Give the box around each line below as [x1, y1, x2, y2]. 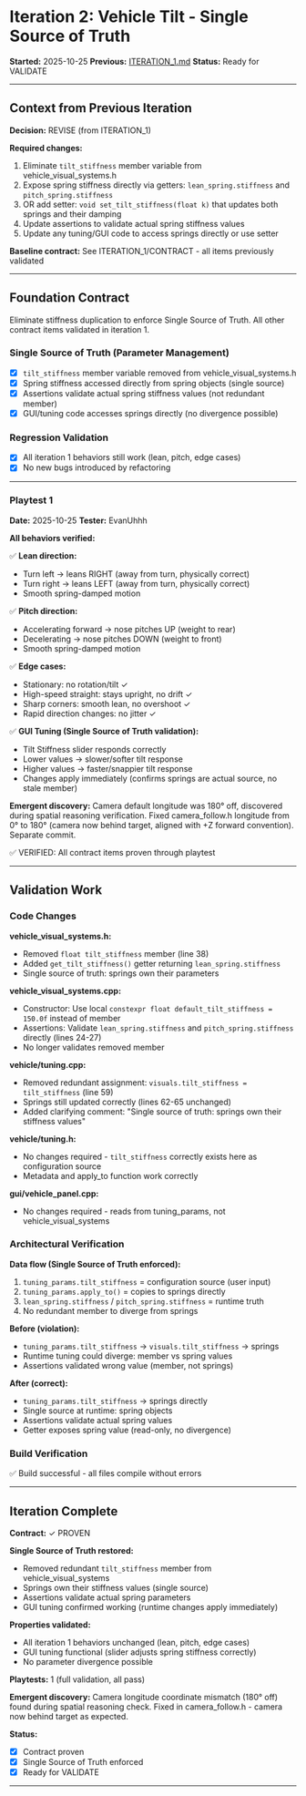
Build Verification [9, 1447, 88, 1460]
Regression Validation [9, 431, 109, 444]
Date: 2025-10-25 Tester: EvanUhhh [9, 515, 148, 526]
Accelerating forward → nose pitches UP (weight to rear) [22, 623, 236, 634]
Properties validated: [9, 1619, 91, 1630]
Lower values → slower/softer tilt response [22, 754, 184, 765]
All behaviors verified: [9, 532, 96, 543]
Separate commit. [9, 829, 76, 840]
